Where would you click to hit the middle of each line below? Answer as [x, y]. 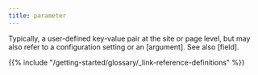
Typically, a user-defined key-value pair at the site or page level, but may [129, 38]
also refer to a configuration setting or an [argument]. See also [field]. [124, 47]
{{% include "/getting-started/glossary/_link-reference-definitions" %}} [127, 62]
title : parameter [37, 16]
